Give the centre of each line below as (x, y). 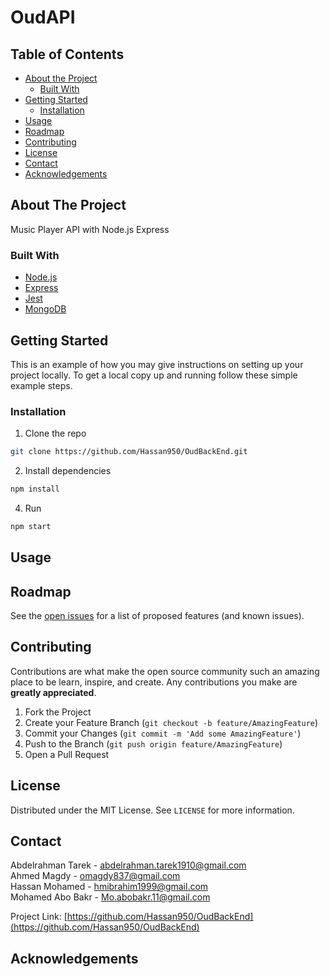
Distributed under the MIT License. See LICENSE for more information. (152, 810)
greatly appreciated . (53, 692)
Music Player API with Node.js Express (90, 229)
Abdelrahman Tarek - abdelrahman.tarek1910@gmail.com (128, 865)
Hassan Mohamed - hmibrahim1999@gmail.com (109, 887)
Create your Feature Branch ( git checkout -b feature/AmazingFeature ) (171, 722)
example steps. (41, 385)
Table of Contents (67, 54)
